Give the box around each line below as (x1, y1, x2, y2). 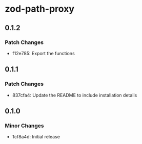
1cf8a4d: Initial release (12, 134, 60, 140)
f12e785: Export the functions (12, 50, 75, 56)
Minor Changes (5, 122, 44, 129)
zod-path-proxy (5, 3, 75, 15)
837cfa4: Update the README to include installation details (12, 92, 137, 98)
